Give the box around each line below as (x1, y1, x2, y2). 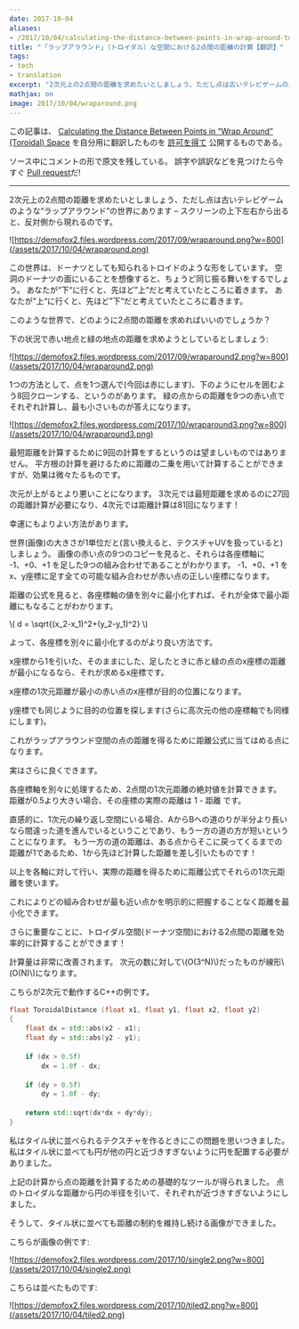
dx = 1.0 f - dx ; (41, 1061, 101, 1071)
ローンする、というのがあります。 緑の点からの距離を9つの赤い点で (36, 390, 286, 401)
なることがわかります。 (32, 600, 118, 611)
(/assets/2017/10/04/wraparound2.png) (9, 361, 154, 371)
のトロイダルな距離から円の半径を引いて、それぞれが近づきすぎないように (9, 1187, 282, 1198)
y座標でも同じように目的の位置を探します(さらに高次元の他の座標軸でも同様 (9, 705, 289, 715)
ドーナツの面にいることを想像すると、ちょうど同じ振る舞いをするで (24, 273, 274, 284)
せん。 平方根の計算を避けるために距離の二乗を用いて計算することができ (9, 458, 277, 469)
